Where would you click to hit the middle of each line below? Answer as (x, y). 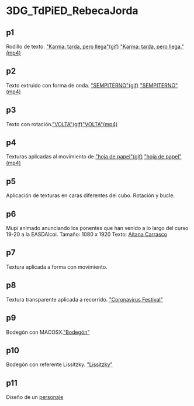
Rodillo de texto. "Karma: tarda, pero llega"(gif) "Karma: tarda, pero (87, 46)
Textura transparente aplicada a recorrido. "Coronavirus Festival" (85, 299)
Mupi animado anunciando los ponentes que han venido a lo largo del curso (97, 228)
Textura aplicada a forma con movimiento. (57, 267)
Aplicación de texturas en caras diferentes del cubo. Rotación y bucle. (91, 195)
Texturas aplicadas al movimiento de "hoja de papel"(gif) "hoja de (85, 157)
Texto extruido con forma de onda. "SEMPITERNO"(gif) (72, 85)
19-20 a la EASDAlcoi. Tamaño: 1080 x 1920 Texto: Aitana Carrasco (87, 234)
